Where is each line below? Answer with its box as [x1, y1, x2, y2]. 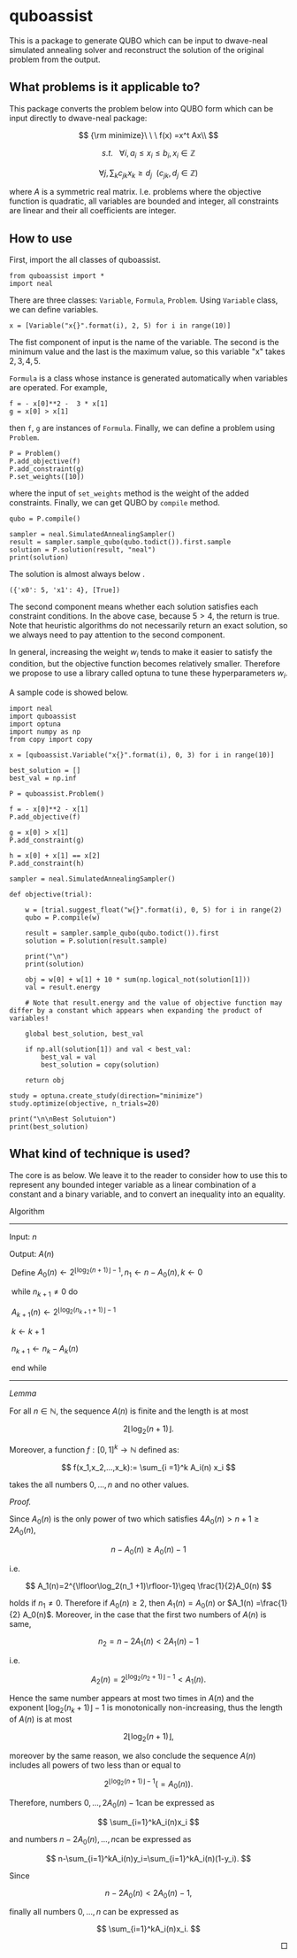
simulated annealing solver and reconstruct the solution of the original [9, 44, 264, 55]
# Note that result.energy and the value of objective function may [25, 998, 283, 1007]
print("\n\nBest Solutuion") [9, 1114, 117, 1123]
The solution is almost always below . [9, 569, 146, 580]
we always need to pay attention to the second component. [9, 629, 225, 640]
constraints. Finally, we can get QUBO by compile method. [9, 497, 221, 508]
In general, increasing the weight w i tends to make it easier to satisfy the [9, 647, 273, 659]
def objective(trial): [9, 890, 93, 898]
